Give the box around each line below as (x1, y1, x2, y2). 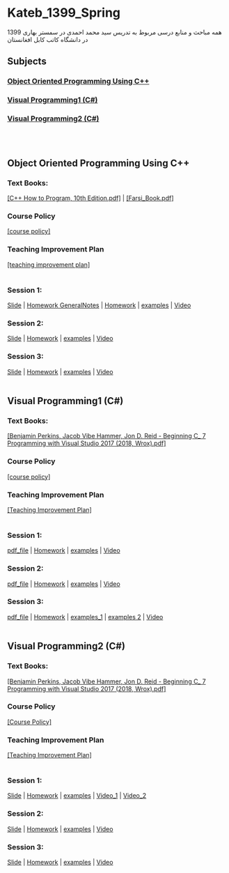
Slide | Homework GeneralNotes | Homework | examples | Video (7, 301, 191, 309)
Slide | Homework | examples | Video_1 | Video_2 (7, 791, 147, 800)
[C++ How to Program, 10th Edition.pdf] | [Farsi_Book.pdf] (7, 194, 174, 203)
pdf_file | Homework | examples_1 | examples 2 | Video (7, 612, 164, 621)
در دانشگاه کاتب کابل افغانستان (7, 35, 88, 43)
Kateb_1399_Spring (7, 5, 120, 21)
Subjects (7, 56, 47, 68)
